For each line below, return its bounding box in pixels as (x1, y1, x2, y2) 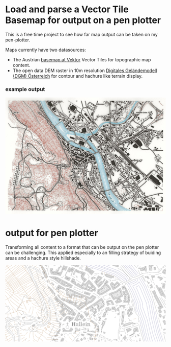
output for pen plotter (5, 227, 98, 239)
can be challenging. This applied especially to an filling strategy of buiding (5, 249, 161, 256)
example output (5, 85, 45, 92)
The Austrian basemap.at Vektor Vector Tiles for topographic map (12, 56, 151, 62)
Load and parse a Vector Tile (5, 4, 129, 15)
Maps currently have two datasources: (5, 47, 87, 53)
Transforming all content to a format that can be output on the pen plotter (5, 244, 159, 250)
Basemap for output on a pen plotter (5, 14, 161, 26)
